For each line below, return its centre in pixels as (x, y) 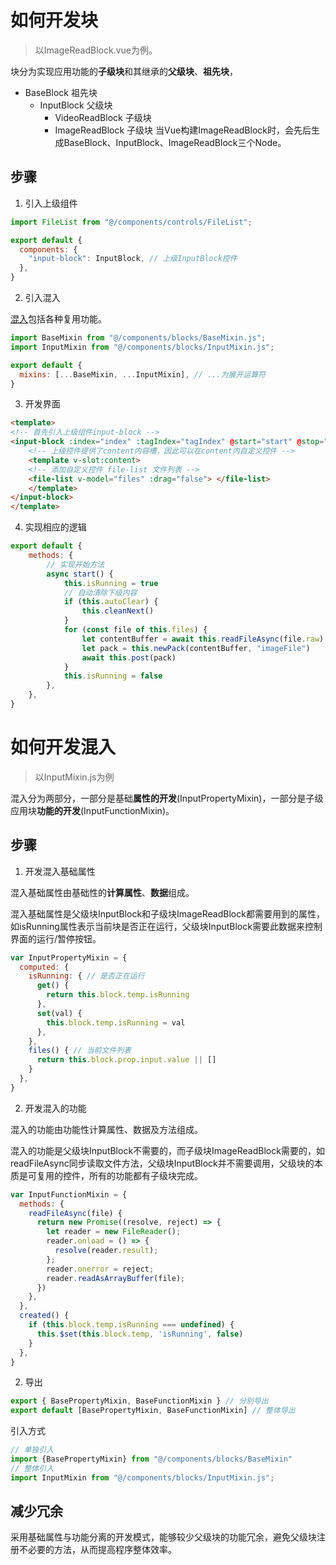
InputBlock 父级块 (76, 105)
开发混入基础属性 (60, 871)
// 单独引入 (32, 1450)
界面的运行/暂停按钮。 (56, 938)
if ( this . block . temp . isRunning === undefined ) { (131, 1325)
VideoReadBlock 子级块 (103, 117)
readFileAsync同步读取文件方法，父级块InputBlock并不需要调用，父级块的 (162, 1163)
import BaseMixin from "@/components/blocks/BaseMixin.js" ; (138, 338)
